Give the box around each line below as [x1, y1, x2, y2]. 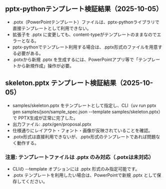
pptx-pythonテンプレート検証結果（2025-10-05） [5, 4, 163, 13]
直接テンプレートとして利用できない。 [12, 25, 91, 31]
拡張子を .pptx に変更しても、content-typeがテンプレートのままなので [12, 31, 157, 37]
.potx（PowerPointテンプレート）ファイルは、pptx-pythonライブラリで [12, 19, 160, 25]
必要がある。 [16, 50, 43, 56]
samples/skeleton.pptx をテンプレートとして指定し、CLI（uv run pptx [12, 102, 156, 108]
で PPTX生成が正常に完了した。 [12, 114, 78, 121]
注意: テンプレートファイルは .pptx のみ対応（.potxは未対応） [5, 153, 154, 160]
